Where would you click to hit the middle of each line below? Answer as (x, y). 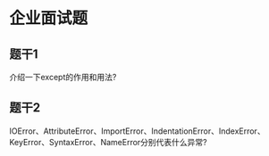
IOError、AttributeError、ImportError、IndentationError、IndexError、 (137, 131)
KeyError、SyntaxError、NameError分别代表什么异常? (108, 142)
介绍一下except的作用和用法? (63, 77)
